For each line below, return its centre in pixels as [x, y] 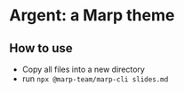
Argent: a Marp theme [92, 15]
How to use [41, 48]
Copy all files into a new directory [83, 69]
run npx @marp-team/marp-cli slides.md [95, 79]
